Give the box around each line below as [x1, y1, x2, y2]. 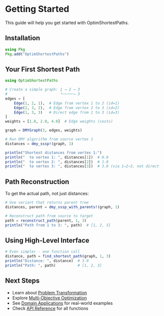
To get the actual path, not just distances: [5, 191, 89, 197]
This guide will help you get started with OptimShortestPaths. [5, 20, 129, 26]
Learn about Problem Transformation [12, 289, 87, 295]
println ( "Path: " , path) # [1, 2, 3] [5, 263, 102, 268]
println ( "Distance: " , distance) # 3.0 [5, 259, 89, 263]
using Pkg [5, 47, 26, 52]
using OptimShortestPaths [5, 78, 58, 83]
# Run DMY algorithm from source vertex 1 [5, 137, 93, 142]
